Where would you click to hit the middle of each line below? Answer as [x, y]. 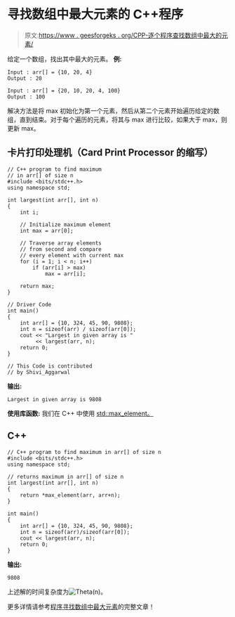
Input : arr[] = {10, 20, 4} [50, 72]
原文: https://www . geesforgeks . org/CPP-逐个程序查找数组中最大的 [123, 35]
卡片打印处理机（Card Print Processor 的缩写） [110, 153]
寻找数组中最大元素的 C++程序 [95, 14]
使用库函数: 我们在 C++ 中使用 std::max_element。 [80, 413]
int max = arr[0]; [47, 230]
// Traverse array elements [61, 243]
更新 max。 [23, 128]
